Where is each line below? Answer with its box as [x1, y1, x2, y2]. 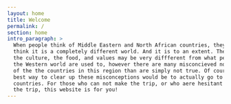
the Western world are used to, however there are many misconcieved [13, 61, 217, 68]
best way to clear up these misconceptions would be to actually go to [13, 73, 223, 81]
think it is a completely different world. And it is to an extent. [13, 49, 214, 55]
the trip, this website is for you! [13, 86, 118, 93]
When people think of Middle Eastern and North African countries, [13, 42, 211, 49]
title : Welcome [7, 16, 51, 23]
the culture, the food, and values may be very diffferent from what [13, 55, 217, 62]
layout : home [7, 10, 45, 17]
